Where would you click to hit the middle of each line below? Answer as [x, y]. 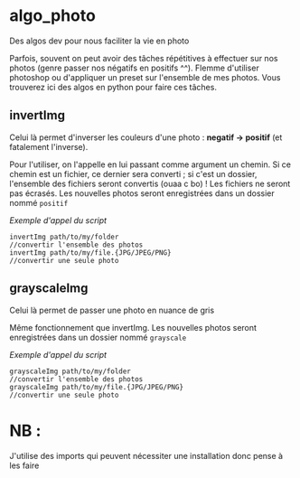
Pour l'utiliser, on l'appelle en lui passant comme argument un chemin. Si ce [150, 164]
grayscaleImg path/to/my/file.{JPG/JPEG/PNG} [96, 387]
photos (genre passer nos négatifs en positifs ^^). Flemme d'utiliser [134, 68]
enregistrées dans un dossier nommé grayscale [98, 337]
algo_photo [53, 16]
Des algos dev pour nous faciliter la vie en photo [99, 41]
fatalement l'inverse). [49, 146]
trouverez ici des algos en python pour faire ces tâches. [113, 87]
